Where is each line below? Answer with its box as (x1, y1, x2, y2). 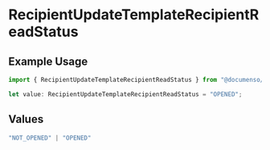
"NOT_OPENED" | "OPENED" (8, 134, 92, 142)
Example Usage (8, 55, 88, 68)
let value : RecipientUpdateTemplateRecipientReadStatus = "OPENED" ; (8, 90, 243, 98)
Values (8, 112, 44, 126)
